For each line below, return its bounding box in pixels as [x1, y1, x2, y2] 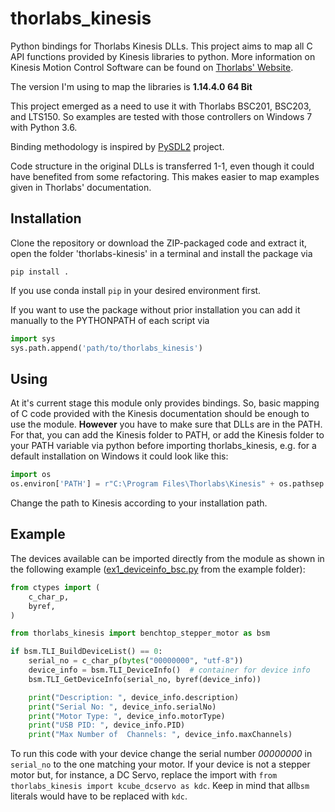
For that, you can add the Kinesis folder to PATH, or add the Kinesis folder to [10, 429, 325, 441]
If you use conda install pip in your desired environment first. [10, 284, 262, 296]
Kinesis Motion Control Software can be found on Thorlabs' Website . [10, 61, 294, 73]
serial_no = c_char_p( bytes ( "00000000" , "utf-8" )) [28, 656, 244, 666]
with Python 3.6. [10, 121, 78, 133]
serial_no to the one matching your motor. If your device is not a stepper [10, 758, 311, 771]
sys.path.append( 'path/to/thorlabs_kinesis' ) [10, 343, 203, 353]
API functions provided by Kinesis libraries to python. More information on [10, 50, 316, 62]
